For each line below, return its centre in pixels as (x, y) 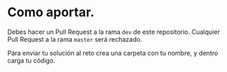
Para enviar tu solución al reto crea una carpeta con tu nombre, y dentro (113, 53)
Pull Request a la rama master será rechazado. (75, 39)
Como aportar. (51, 12)
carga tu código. (31, 60)
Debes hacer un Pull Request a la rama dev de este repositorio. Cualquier (113, 32)
